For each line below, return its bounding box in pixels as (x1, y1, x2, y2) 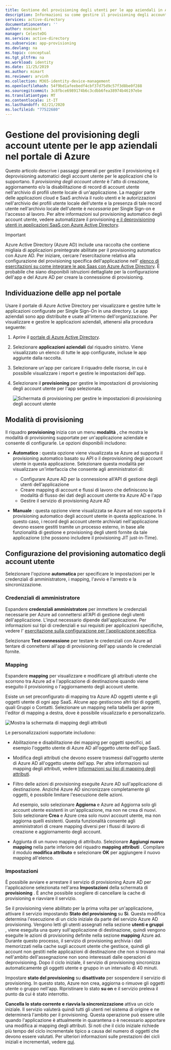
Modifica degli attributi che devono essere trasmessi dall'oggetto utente (12, 755, 164, 761)
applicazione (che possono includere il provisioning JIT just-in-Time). (12, 534, 158, 541)
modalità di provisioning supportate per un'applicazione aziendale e (5, 434, 148, 440)
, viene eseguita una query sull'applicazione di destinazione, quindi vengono (5, 927, 166, 933)
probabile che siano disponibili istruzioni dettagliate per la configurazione (5, 268, 159, 274)
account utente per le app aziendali (5, 140, 158, 152)
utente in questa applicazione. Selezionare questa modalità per (12, 460, 145, 467)
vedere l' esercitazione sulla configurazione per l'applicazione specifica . (5, 628, 157, 634)
